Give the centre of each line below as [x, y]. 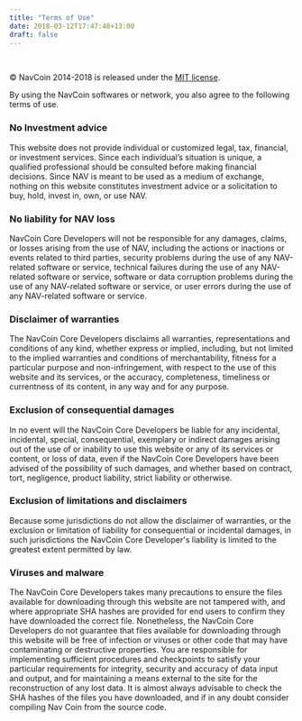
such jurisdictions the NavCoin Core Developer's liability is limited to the [143, 539]
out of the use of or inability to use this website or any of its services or [142, 449]
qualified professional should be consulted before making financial [133, 167]
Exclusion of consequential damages [92, 410]
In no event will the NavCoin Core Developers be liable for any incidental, [145, 430]
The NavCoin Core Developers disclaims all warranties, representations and [150, 339]
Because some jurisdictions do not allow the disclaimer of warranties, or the [150, 520]
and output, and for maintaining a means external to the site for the [134, 679]
